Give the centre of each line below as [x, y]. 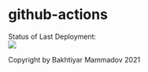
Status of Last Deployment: [52, 36]
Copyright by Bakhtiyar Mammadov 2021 [74, 59]
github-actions [58, 15]
